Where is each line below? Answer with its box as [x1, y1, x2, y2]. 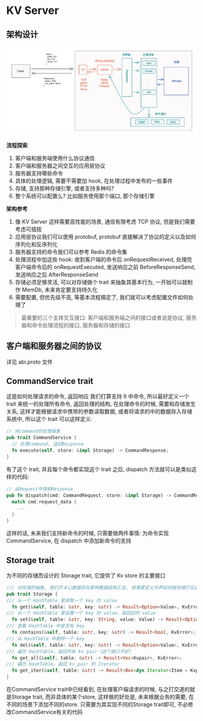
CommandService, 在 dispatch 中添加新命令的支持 [6, 537, 132, 544]
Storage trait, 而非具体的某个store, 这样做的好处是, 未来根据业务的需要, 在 [11, 693, 195, 700]
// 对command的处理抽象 [6, 428, 60, 434]
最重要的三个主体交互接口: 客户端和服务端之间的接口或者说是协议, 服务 [21, 314, 197, 321]
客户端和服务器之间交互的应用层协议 [14, 161, 106, 169]
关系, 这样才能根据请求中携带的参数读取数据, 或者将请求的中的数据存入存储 [6, 408, 192, 415]
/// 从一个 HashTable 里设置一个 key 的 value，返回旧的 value [6, 610, 156, 616]
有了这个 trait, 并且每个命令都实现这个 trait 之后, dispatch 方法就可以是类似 [6, 465, 192, 472]
